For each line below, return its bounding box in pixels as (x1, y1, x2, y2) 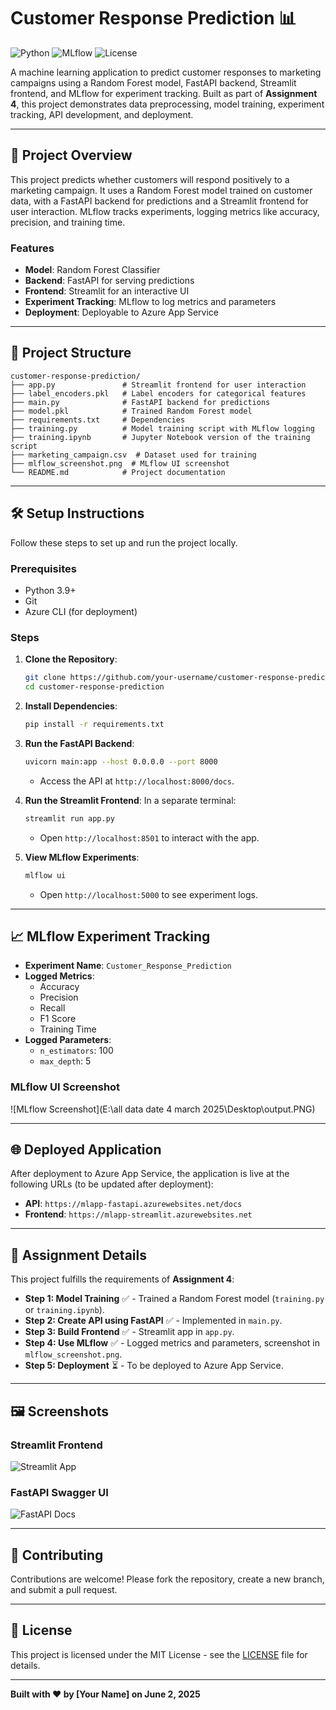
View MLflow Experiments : (24, 851, 140, 863)
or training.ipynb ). (24, 1304, 105, 1316)
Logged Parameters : (24, 1034, 112, 1046)
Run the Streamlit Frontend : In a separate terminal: (24, 794, 237, 806)
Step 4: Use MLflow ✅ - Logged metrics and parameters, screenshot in (24, 1337, 320, 1349)
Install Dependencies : (24, 700, 118, 712)
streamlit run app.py (24, 813, 115, 824)
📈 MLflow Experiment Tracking (10, 928, 211, 945)
